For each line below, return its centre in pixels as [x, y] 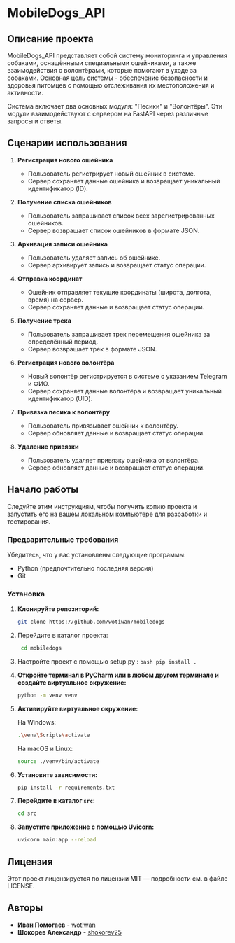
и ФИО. [39, 384]
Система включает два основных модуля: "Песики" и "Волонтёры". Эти [115, 106]
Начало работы [43, 490]
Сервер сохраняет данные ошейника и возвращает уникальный [124, 181]
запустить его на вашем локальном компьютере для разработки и [107, 514]
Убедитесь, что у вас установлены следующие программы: [97, 554]
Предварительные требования [63, 539]
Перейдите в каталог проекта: [63, 636]
